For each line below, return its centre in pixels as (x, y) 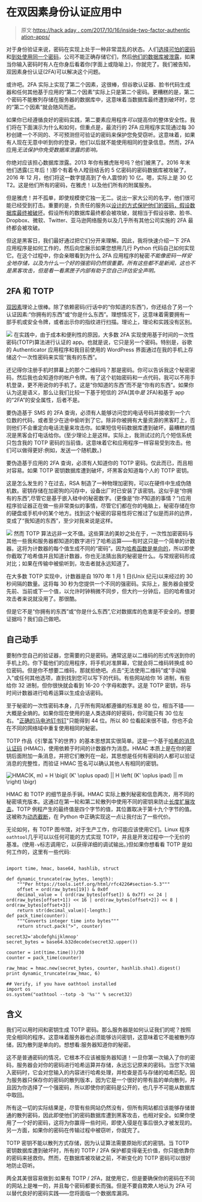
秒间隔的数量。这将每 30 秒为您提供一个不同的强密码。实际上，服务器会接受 (100, 583)
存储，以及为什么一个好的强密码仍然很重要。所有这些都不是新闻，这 (100, 263)
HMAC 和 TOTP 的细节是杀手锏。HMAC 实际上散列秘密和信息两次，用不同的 (100, 794)
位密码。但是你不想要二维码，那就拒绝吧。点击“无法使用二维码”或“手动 (94, 670)
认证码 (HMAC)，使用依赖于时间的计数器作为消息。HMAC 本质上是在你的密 (99, 748)
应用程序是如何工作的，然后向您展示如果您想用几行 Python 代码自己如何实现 (100, 248)
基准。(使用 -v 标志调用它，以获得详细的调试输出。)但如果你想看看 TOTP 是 (97, 844)
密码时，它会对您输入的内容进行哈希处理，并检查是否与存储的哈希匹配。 (100, 1072)
